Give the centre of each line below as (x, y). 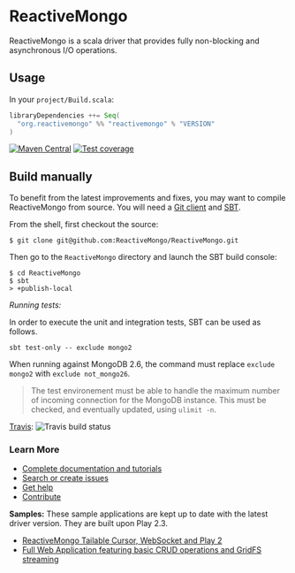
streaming (40, 560)
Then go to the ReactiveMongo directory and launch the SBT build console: (143, 257)
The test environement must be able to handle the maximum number (155, 391)
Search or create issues (65, 478)
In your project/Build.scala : (62, 99)
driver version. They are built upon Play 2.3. (88, 523)
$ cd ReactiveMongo (45, 273)
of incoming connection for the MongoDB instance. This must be (148, 401)
